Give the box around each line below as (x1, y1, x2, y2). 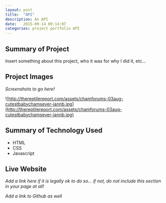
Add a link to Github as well (5, 193, 62, 199)
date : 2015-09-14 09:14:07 (5, 21, 66, 27)
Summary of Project (5, 45, 69, 53)
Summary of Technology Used (5, 126, 103, 135)
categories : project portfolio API (5, 26, 80, 31)
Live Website (5, 164, 47, 173)
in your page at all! (5, 183, 44, 189)
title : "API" (5, 12, 35, 17)
